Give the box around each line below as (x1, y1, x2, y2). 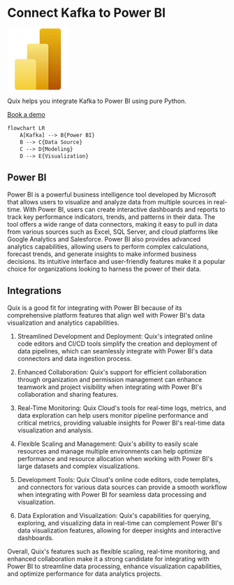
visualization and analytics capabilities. (7, 318, 120, 327)
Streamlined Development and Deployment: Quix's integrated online (17, 332, 213, 340)
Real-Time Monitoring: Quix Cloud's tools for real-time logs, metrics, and (17, 404, 227, 412)
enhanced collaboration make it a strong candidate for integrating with (7, 554, 210, 563)
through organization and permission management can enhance (17, 375, 203, 383)
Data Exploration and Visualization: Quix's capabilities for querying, (17, 511, 211, 519)
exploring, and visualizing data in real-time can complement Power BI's (17, 519, 222, 527)
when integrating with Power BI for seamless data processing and (17, 490, 207, 498)
